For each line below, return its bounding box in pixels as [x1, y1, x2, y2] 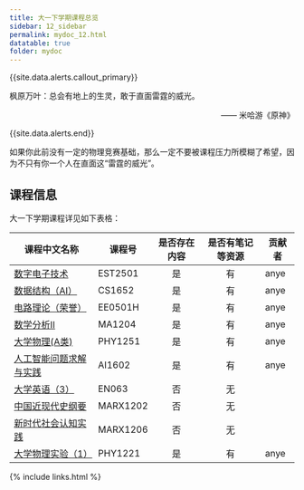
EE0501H [98, 301, 140, 313]
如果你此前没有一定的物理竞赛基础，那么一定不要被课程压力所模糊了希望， [9, 147, 287, 158]
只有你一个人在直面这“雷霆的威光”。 [24, 158, 160, 168]
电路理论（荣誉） [14, 301, 88, 313]
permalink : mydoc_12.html [9, 30, 107, 39]
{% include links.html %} [9, 471, 101, 482]
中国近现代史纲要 [14, 399, 88, 412]
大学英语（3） [14, 382, 75, 395]
